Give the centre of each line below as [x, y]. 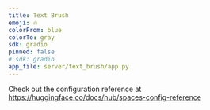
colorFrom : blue [35, 30]
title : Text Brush [38, 15]
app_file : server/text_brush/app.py [69, 67]
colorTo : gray [32, 37]
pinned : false [32, 52]
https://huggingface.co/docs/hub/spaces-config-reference [105, 97]
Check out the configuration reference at [75, 89]
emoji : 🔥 [23, 23]
